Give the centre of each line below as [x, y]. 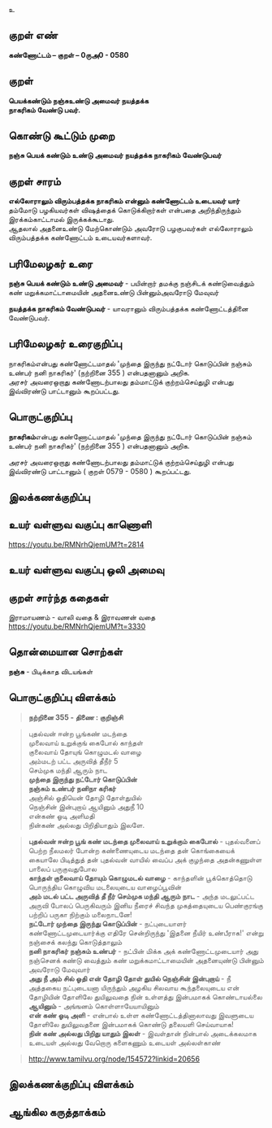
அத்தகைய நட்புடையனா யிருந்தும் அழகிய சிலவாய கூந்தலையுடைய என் [134, 987]
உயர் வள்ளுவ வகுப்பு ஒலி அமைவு [86, 570]
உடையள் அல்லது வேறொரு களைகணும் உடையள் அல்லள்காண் [124, 1043]
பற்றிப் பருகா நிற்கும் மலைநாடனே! [80, 914]
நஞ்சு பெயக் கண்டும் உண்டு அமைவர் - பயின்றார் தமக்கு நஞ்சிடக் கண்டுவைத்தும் [132, 283]
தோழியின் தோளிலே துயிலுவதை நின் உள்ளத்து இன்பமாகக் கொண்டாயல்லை [145, 996]
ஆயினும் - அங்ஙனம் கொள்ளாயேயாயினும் [94, 1006]
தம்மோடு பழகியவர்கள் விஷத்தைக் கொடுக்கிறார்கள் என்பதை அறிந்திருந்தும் [125, 210]
